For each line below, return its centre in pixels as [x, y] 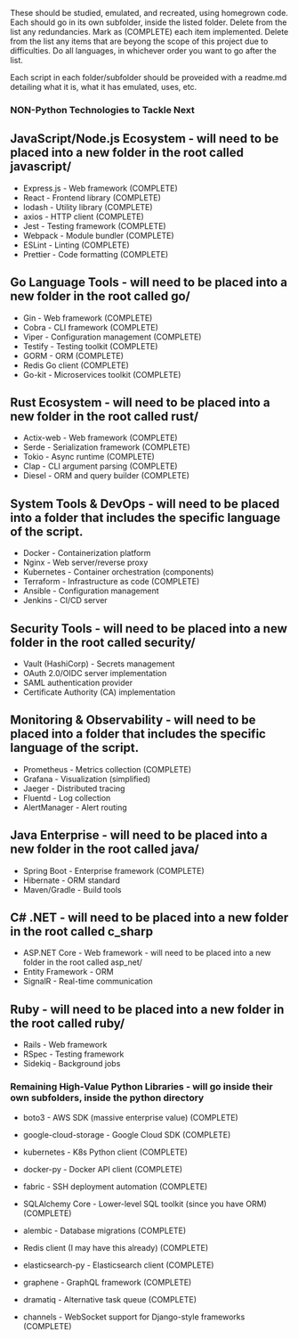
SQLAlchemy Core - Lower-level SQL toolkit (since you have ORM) [145, 1204]
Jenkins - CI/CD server [65, 600]
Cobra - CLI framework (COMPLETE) [90, 327]
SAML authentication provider [77, 682]
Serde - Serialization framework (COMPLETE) [106, 447]
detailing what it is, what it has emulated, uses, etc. [104, 87]
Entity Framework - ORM [68, 972]
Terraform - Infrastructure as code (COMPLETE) [111, 582]
